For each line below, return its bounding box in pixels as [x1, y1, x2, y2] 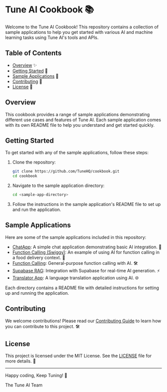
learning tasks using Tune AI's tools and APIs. [5, 34, 99, 40]
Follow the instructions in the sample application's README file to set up [12, 201, 161, 207]
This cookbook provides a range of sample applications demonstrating [5, 111, 150, 117]
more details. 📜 [5, 358, 36, 364]
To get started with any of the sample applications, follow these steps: [5, 150, 149, 156]
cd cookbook [12, 174, 37, 179]
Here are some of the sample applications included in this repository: [5, 234, 147, 240]
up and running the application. [5, 290, 70, 296]
